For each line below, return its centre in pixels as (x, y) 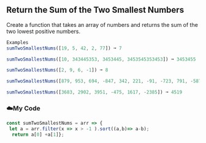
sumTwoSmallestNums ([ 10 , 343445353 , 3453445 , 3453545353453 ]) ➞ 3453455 (101, 59)
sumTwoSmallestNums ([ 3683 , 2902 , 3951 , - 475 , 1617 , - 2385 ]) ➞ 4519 (94, 92)
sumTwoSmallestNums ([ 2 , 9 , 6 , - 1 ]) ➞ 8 (57, 70)
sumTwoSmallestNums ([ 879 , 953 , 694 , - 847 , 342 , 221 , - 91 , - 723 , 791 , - (100, 81)
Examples (17, 42)
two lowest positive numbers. (44, 31)
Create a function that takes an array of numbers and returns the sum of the (102, 24)
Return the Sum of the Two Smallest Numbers (95, 10)
